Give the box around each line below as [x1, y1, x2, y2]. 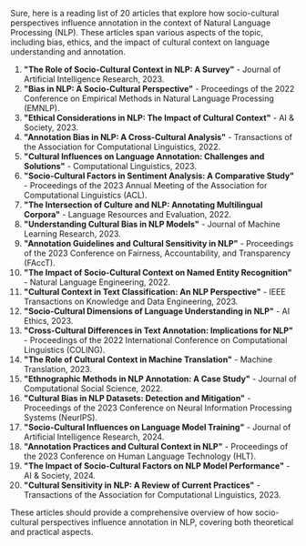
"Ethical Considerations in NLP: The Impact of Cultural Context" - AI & [23, 113, 295, 123]
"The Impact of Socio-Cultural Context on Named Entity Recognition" [23, 268, 292, 278]
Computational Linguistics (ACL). [23, 190, 148, 200]
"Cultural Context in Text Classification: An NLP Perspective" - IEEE [23, 287, 286, 297]
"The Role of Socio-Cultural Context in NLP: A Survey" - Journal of [23, 64, 281, 75]
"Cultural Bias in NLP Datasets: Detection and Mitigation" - [23, 393, 251, 403]
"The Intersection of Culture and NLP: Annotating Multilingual [23, 199, 263, 210]
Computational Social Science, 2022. [23, 383, 163, 394]
